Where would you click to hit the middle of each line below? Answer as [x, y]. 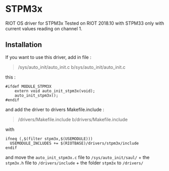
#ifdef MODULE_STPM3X [29, 86]
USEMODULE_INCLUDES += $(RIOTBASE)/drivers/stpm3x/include [74, 143]
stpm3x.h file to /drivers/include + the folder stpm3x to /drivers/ [74, 163]
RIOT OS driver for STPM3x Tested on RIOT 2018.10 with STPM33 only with [85, 23]
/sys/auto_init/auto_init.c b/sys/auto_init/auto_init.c [72, 67]
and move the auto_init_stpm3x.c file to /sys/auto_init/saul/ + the [78, 157]
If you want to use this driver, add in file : [48, 57]
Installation [24, 45]
